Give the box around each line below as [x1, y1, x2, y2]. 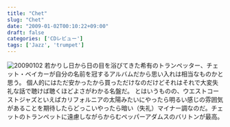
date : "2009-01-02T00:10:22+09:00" [7, 23, 109, 29]
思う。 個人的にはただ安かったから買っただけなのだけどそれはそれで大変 [7, 79, 213, 86]
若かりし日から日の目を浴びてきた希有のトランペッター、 [44, 61, 207, 69]
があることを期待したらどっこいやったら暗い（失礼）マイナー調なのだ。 [7, 104, 211, 112]
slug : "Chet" [7, 16, 45, 23]
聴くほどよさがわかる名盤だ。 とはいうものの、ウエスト [49, 87, 207, 95]
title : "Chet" [7, 10, 48, 17]
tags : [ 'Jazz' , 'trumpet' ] [7, 42, 84, 48]
